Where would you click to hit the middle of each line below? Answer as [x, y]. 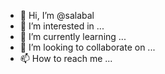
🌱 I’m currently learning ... [73, 36]
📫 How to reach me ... [66, 58]
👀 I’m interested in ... [62, 26]
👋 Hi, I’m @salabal [57, 15]
